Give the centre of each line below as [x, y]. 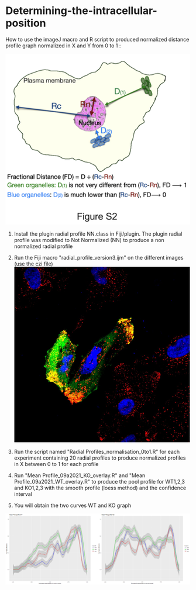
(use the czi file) [33, 264]
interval [23, 494]
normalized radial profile [43, 246]
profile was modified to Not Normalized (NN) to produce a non [89, 240]
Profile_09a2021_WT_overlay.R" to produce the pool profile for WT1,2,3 [99, 482]
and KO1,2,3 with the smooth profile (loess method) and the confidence [100, 488]
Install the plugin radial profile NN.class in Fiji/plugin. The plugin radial [98, 234]
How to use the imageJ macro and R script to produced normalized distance [97, 39]
